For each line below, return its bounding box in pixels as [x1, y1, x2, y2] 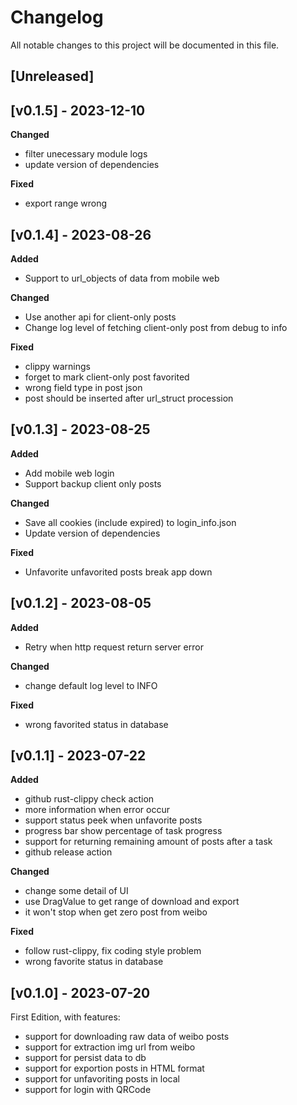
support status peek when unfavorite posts [24, 814, 203, 826]
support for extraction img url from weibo [24, 1041, 196, 1053]
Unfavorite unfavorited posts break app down [24, 566, 213, 578]
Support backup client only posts [24, 477, 162, 490]
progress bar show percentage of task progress [24, 825, 223, 837]
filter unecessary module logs [24, 148, 148, 160]
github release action [24, 846, 113, 858]
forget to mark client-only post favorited [24, 371, 190, 383]
